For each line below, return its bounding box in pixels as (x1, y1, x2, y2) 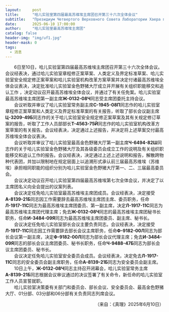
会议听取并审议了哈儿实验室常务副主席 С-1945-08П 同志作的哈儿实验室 (14, 102, 160, 108)
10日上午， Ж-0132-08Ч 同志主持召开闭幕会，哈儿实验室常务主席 (14, 265, 148, 271)
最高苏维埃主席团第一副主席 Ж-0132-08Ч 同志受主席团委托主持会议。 (5, 95, 148, 101)
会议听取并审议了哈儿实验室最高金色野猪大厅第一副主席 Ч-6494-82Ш (14, 139, 157, 145)
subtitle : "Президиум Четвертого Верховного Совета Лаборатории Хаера (5, 17, 161, 22)
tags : (5, 45, 17, 50)
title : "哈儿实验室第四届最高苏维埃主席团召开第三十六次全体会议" (5, 12, 138, 17)
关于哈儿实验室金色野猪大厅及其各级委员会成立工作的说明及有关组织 (18, 145, 159, 151)
